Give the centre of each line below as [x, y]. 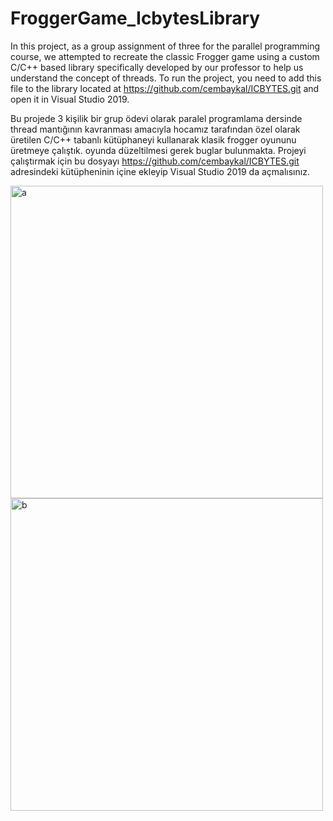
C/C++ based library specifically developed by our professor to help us [157, 67]
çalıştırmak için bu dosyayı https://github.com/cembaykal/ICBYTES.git [155, 161]
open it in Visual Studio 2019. [70, 99]
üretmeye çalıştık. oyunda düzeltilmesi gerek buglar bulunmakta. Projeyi [158, 150]
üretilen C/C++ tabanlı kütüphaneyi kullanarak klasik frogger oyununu [153, 139]
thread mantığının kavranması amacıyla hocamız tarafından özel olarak [155, 129]
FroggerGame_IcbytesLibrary [135, 18]
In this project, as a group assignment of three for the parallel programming [165, 46]
